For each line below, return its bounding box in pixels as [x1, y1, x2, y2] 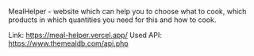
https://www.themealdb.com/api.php [8, 39, 129, 48]
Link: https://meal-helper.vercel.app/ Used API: [8, 31, 163, 39]
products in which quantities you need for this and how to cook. [8, 15, 217, 24]
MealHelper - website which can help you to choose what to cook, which [8, 7, 247, 16]
